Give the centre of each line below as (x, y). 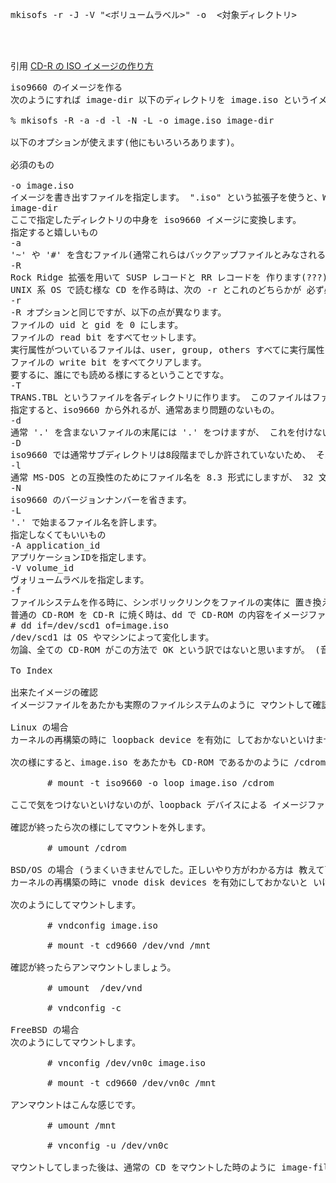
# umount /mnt (82, 1125)
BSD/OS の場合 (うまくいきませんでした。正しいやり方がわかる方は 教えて (167, 869)
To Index (31, 670)
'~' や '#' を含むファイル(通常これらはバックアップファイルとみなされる (168, 254)
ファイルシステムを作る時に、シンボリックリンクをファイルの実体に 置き (161, 602)
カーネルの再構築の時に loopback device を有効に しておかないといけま (167, 739)
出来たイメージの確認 (54, 692)
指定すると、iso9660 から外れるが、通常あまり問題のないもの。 (145, 409)
